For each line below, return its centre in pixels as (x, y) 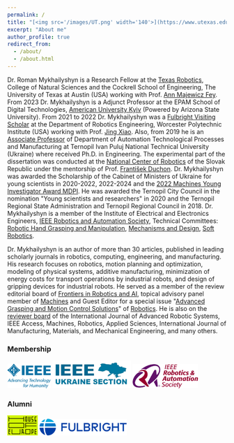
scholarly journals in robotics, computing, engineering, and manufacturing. (114, 256)
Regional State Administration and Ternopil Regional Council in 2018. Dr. (110, 205)
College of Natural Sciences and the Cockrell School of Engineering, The (111, 87)
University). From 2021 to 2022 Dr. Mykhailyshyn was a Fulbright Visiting (111, 117)
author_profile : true (39, 37)
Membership (29, 349)
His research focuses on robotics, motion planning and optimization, (105, 264)
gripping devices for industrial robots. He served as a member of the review (116, 286)
